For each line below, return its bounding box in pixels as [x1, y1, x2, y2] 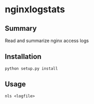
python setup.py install [5, 66, 58, 71]
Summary [5, 24, 37, 33]
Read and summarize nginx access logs [5, 37, 89, 44]
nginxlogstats [5, 4, 65, 15]
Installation [5, 52, 42, 61]
